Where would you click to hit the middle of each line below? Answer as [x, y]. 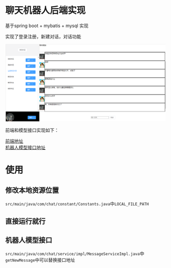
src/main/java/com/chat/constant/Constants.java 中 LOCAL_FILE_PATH [77, 204]
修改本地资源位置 [32, 191]
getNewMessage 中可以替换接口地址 [40, 260]
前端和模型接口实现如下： [32, 130]
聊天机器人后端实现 [46, 10]
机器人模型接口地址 [25, 147]
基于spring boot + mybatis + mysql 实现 [47, 26]
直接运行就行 [25, 221]
